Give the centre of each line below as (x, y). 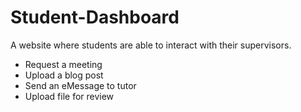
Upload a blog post (64, 75)
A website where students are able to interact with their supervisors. (151, 45)
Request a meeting (63, 64)
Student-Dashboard (95, 17)
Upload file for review (69, 96)
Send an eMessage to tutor (80, 85)
